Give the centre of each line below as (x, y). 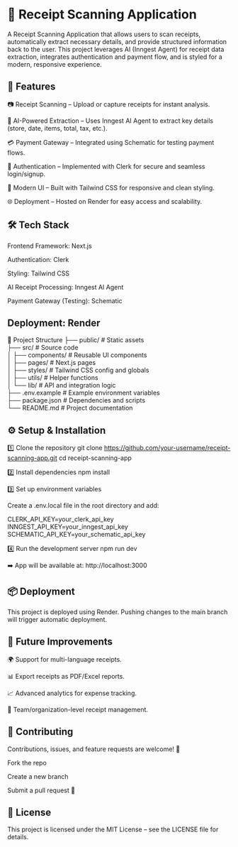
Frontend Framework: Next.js (50, 246)
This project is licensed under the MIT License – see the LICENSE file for (113, 829)
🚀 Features (32, 87)
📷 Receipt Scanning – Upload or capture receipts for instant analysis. (109, 104)
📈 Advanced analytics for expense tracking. (72, 693)
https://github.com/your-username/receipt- (167, 448)
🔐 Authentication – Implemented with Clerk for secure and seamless (106, 166)
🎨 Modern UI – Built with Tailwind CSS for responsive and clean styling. (111, 187)
